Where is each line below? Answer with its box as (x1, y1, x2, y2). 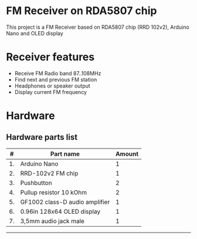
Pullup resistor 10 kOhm (20, 188, 87, 196)
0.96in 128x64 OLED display (20, 207, 101, 216)
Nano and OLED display (6, 29, 63, 36)
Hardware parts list (6, 132, 78, 142)
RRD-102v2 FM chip (20, 169, 79, 177)
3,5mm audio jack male (20, 217, 85, 225)
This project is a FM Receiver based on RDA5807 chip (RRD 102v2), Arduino (6, 23, 189, 31)
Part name (50, 150, 80, 158)
